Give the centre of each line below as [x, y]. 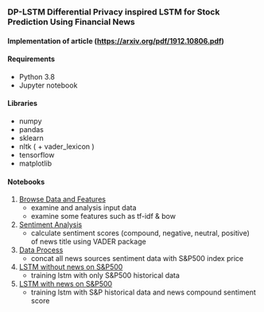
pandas [31, 129]
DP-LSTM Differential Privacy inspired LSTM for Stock [114, 12]
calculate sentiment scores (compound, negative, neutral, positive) [140, 233]
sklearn [31, 138]
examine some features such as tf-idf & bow [103, 216]
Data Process [41, 250]
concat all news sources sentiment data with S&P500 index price [137, 259]
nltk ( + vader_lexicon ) [56, 146]
